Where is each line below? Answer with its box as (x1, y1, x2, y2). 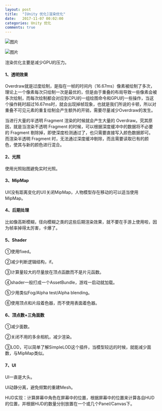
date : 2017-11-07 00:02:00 (5, 16, 64, 21)
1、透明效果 (5, 71, 28, 77)
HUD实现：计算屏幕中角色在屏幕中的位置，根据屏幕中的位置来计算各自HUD (5, 395, 155, 400)
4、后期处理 (5, 207, 29, 213)
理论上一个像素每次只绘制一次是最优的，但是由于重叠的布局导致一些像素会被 (5, 89, 157, 95)
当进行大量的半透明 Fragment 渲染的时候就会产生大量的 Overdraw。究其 (5, 118, 148, 123)
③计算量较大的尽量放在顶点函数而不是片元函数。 (5, 269, 104, 275)
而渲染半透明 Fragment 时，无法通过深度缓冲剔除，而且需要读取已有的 (5, 136, 145, 142)
